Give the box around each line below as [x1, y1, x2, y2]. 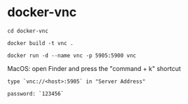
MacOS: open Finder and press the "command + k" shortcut [7, 64, 181, 72]
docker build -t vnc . [7, 39, 74, 46]
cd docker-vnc [7, 27, 49, 34]
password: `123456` [7, 90, 65, 97]
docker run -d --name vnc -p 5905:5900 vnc [7, 52, 137, 59]
